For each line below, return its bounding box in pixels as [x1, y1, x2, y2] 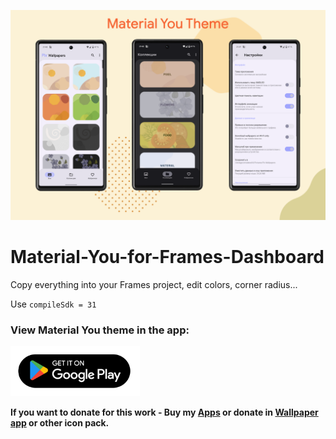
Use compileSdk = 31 [10, 298, 97, 310]
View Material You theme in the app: [10, 323, 190, 337]
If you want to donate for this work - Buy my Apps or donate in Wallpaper [10, 406, 319, 418]
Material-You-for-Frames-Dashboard [10, 245, 325, 268]
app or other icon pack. [10, 416, 110, 429]
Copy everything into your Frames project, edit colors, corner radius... [10, 278, 298, 290]
